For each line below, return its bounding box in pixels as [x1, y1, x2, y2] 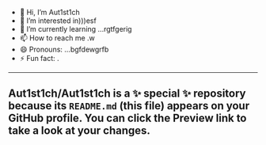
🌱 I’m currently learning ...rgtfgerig [19, 25, 132, 33]
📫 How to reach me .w [19, 33, 95, 43]
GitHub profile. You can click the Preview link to [8, 112, 247, 125]
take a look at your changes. [8, 124, 150, 138]
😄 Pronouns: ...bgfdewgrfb [19, 44, 109, 54]
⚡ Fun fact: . [19, 54, 59, 63]
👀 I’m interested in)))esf [19, 16, 97, 25]
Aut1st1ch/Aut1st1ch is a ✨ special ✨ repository [8, 87, 246, 101]
